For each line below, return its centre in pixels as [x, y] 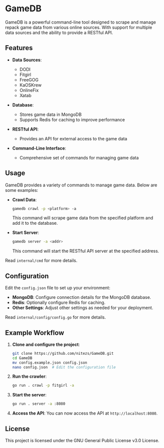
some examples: [22, 190]
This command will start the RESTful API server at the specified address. [86, 251]
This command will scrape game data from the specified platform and [82, 218]
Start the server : [29, 395]
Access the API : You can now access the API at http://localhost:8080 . [85, 413]
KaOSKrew [30, 85]
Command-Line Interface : [39, 148]
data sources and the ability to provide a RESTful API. [59, 32]
